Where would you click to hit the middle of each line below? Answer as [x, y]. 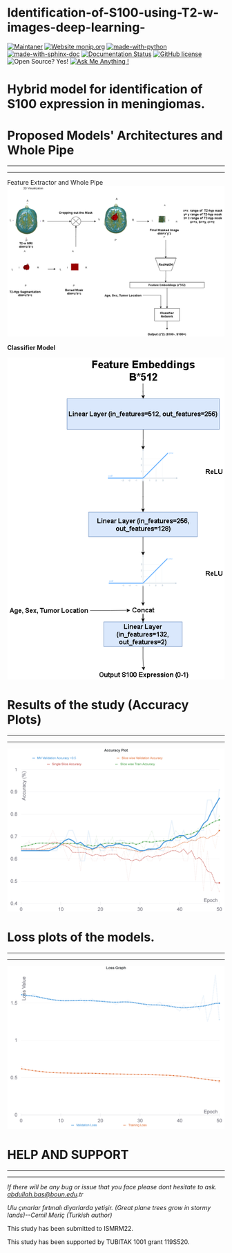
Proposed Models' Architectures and [115, 136]
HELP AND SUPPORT [68, 1154]
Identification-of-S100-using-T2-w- [113, 13]
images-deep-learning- [76, 27]
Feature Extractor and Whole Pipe [55, 183]
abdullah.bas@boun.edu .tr [46, 1194]
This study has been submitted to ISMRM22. [70, 1228]
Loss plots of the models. [81, 937]
